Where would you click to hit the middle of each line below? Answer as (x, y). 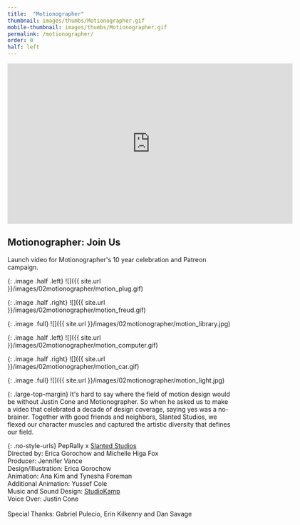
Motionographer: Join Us (64, 243)
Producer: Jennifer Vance (45, 461)
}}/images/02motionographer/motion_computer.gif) (83, 345)
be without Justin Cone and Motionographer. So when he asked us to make (118, 401)
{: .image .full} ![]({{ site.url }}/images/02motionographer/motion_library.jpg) (119, 323)
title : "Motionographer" (46, 14)
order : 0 (20, 41)
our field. (21, 432)
